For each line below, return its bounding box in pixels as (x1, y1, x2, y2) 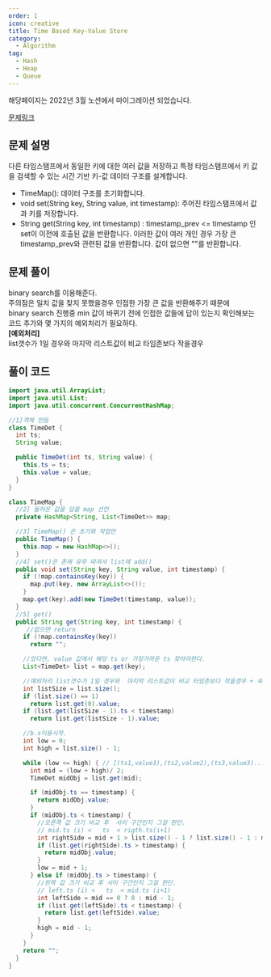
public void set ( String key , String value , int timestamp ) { (15, 565, 226, 573)
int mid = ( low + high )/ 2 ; (29, 766, 125, 775)
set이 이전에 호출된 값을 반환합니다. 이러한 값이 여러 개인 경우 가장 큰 (19, 229, 236, 239)
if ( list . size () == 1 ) (23, 692, 99, 700)
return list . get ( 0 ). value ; (29, 700, 121, 708)
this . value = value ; (23, 468, 92, 476)
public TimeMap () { (15, 535, 81, 543)
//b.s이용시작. (23, 730, 67, 738)
